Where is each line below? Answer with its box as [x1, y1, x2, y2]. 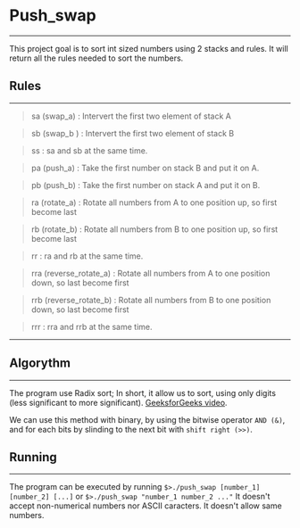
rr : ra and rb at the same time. [30, 251, 144, 261]
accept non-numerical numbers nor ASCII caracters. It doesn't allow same [9, 500, 283, 511]
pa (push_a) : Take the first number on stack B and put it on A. [30, 162, 260, 173]
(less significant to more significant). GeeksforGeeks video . [9, 397, 228, 408]
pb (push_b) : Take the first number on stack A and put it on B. [30, 179, 261, 190]
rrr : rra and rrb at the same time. [30, 321, 154, 332]
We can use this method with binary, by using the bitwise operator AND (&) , [9, 414, 286, 425]
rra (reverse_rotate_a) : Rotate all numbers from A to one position [30, 268, 271, 278]
